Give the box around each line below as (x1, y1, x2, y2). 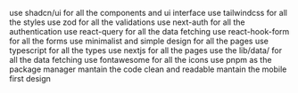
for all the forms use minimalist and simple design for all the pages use (9, 35, 269, 46)
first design (9, 74, 52, 83)
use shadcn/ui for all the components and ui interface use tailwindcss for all (9, 8, 288, 18)
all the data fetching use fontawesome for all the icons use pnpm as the (9, 55, 272, 65)
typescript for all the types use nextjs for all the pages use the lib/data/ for (9, 45, 283, 56)
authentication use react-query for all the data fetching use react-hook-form (9, 27, 290, 36)
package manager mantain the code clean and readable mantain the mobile (9, 64, 287, 74)
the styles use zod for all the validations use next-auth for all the (9, 17, 245, 27)
